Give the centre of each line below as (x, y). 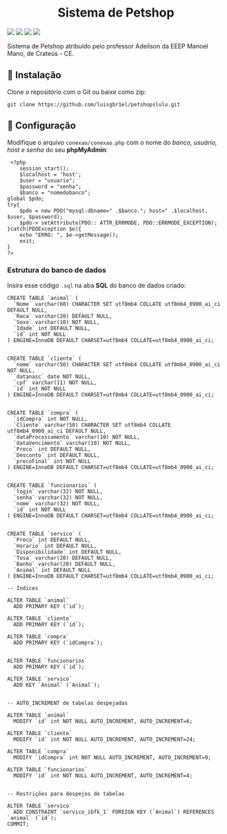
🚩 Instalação (34, 75)
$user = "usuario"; (48, 180)
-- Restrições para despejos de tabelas (66, 794)
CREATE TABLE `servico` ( (44, 533)
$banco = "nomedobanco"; (55, 192)
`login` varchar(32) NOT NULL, (58, 491)
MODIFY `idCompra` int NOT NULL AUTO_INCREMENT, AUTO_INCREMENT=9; (112, 757)
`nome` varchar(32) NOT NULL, (57, 503)
